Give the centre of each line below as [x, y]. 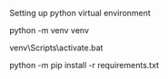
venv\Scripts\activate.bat [56, 48]
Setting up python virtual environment [80, 13]
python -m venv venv [49, 30]
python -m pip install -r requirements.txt [84, 65]
